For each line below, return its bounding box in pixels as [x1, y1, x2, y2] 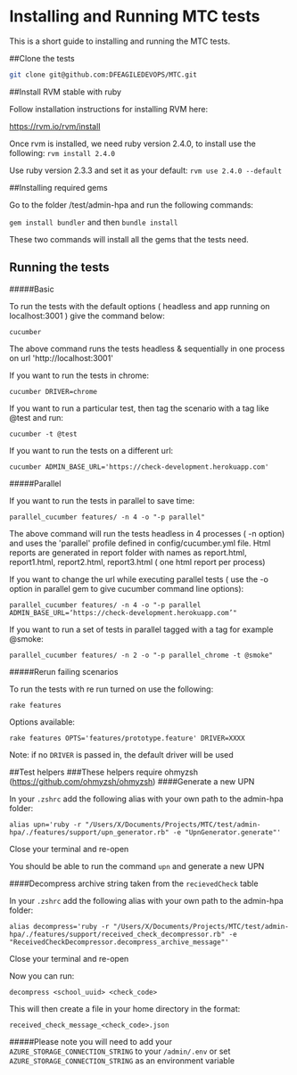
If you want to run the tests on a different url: [9, 445, 174, 455]
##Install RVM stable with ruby [9, 86, 122, 97]
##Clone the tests [9, 53, 75, 63]
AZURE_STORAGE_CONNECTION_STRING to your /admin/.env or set [9, 1046, 231, 1056]
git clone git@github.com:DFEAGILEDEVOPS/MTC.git [9, 70, 198, 79]
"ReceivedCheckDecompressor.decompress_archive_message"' [9, 938, 229, 947]
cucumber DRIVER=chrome [9, 387, 98, 396]
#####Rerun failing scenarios [9, 666, 119, 677]
